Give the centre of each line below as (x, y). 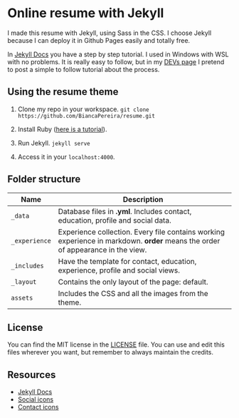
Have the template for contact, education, (127, 261)
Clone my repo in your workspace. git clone (83, 109)
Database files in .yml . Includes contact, (125, 211)
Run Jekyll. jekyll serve (54, 143)
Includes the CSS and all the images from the (133, 293)
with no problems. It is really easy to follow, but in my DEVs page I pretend (116, 61)
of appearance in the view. (102, 250)
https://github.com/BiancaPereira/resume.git (86, 116)
